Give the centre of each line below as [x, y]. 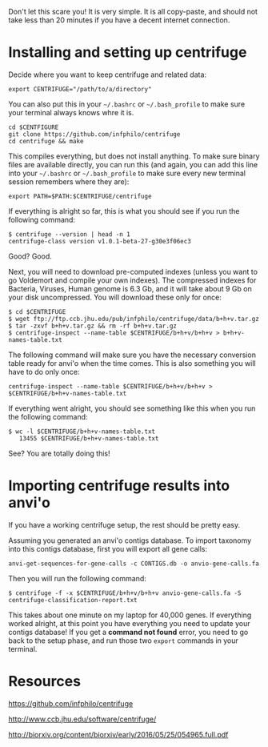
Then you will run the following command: [77, 578]
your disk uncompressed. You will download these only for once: [115, 297]
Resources [45, 682]
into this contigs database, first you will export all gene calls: [108, 548]
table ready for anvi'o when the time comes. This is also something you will [132, 363]
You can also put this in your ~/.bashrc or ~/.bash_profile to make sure [127, 104]
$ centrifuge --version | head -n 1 [69, 234]
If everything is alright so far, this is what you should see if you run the [124, 211]
